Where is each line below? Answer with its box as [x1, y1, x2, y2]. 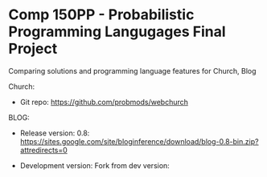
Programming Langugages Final [8, 22, 227, 41]
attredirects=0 [19, 145, 68, 155]
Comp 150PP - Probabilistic [8, 6, 195, 24]
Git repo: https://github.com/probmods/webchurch [19, 97, 189, 107]
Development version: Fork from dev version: [19, 160, 170, 170]
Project [8, 40, 58, 58]
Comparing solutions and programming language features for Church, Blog [8, 66, 257, 75]
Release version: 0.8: [19, 128, 90, 138]
